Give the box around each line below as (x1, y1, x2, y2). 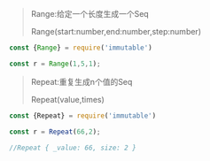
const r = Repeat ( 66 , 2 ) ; (9, 127, 101, 136)
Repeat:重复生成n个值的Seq (30, 76, 133, 87)
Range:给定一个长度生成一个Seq (30, 9, 149, 19)
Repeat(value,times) (30, 94, 105, 104)
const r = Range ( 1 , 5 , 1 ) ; (9, 59, 101, 68)
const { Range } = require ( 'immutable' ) (9, 43, 152, 52)
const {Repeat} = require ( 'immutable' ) (9, 111, 157, 120)
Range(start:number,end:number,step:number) (30, 27, 202, 36)
